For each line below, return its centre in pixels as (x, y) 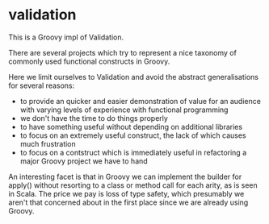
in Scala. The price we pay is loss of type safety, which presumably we (126, 193)
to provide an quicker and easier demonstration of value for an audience (140, 101)
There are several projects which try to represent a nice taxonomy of (122, 52)
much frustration (48, 143)
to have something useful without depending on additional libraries (131, 127)
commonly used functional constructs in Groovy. (89, 61)
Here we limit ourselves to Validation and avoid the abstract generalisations (133, 77)
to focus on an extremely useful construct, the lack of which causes (133, 135)
